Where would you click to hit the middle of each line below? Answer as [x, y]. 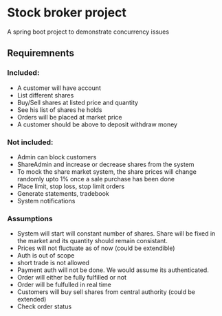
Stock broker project [67, 13]
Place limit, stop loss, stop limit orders [71, 186]
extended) [32, 300]
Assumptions [30, 218]
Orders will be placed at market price [69, 117]
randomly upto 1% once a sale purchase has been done [96, 179]
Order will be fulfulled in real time [64, 285]
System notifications [46, 201]
